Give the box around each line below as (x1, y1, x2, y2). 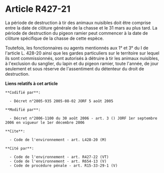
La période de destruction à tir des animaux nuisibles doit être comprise (5, 20, 151, 26)
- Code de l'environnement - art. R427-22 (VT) (9, 154, 109, 159)
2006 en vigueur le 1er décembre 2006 (5, 120, 85, 125)
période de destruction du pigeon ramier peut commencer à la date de (5, 30, 148, 36)
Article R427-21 (5, 3, 70, 15)
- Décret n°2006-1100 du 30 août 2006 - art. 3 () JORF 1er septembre (9, 115, 158, 121)
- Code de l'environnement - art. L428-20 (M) (9, 137, 107, 142)
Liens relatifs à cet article (5, 80, 58, 86)
